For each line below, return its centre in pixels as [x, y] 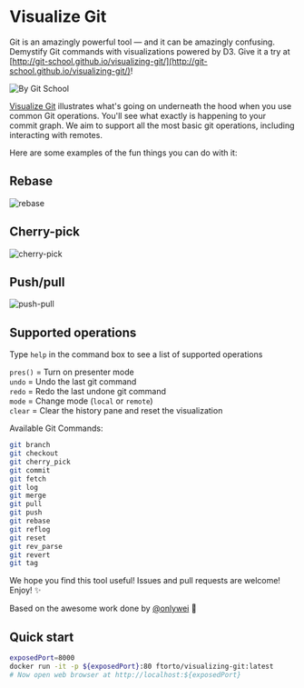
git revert [30, 555]
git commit [30, 470]
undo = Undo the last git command [73, 382]
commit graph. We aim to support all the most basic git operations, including [152, 125]
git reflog [30, 529]
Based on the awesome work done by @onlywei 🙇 [103, 608]
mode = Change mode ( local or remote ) [81, 401]
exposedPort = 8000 [42, 658]
